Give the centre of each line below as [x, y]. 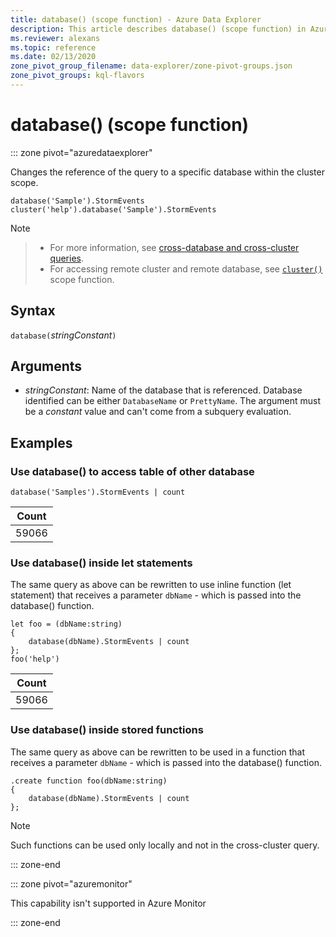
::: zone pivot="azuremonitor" [71, 883]
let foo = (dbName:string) [66, 624]
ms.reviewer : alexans [55, 38]
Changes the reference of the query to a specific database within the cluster [167, 172]
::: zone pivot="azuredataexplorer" [81, 152]
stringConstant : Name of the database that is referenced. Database [163, 390]
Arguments [46, 366]
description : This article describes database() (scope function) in [158, 29]
